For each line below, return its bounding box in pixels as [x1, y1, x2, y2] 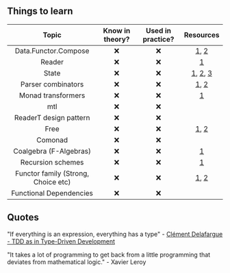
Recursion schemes [20, 157, 84, 167]
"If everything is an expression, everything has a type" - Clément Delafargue [7, 230, 223, 238]
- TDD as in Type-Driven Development [7, 237, 115, 246]
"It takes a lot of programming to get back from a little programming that [7, 250, 211, 259]
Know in [103, 25, 131, 35]
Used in [146, 25, 172, 35]
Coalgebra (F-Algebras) [13, 146, 91, 156]
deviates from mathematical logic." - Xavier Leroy [7, 257, 146, 266]
